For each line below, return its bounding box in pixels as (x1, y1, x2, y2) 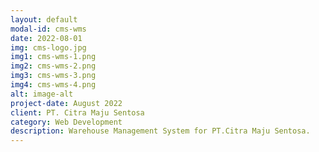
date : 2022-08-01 (10, 33, 83, 43)
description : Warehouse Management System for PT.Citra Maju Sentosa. (10, 126, 311, 136)
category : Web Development (10, 117, 123, 127)
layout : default (10, 14, 78, 25)
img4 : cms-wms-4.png (10, 80, 97, 90)
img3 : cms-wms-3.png (10, 71, 97, 81)
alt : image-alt (10, 89, 74, 99)
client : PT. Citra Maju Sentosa (10, 107, 145, 118)
